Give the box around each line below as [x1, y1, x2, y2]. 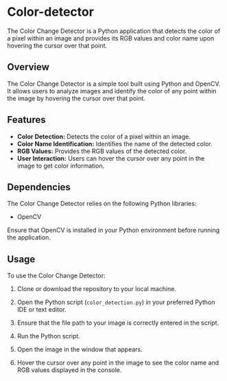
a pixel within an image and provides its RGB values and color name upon [7, 34, 215, 42]
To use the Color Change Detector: [7, 272, 106, 280]
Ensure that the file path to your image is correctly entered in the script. [16, 319, 219, 327]
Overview [7, 61, 50, 73]
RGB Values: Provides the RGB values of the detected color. [16, 147, 187, 155]
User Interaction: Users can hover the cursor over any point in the [16, 154, 205, 162]
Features [7, 114, 46, 126]
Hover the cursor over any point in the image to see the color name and [16, 358, 219, 367]
